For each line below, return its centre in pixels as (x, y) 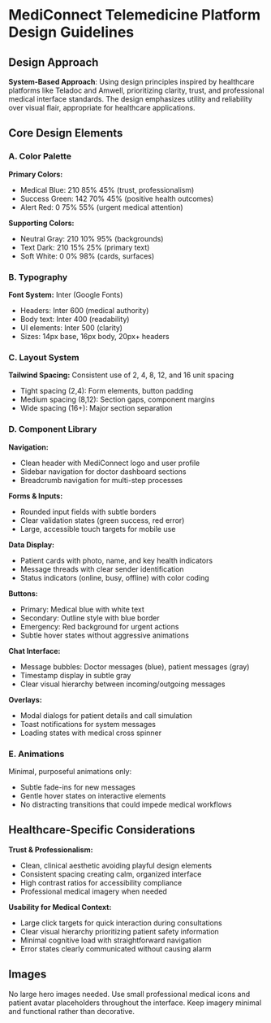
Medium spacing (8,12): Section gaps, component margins (117, 399)
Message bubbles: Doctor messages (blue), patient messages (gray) (135, 666)
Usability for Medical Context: (60, 907)
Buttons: (23, 593)
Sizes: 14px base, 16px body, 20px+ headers (95, 336)
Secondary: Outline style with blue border (90, 618)
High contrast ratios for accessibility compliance (101, 882)
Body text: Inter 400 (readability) (75, 319)
